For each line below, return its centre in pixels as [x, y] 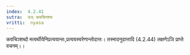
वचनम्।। [16, 46]
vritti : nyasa [25, 22]
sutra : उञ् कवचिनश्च [29, 17]
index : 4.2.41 [25, 12]
